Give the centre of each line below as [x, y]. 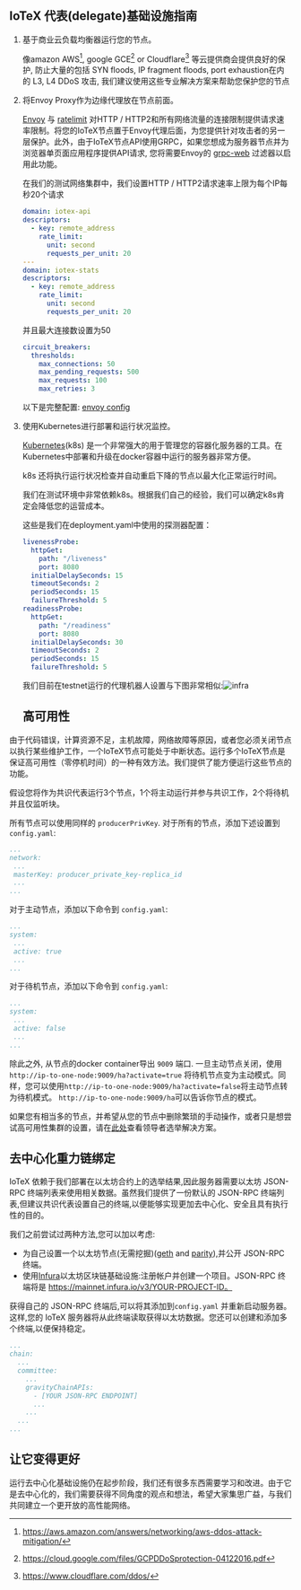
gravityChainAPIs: [60, 1387]
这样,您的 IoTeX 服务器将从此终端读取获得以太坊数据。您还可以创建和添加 [145, 1317]
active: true [38, 951]
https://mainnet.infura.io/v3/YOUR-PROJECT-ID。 [140, 1287]
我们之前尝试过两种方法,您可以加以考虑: [82, 1234]
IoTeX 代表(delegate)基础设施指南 [103, 16]
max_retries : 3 [67, 389]
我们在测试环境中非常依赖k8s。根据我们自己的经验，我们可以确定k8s [150, 495]
